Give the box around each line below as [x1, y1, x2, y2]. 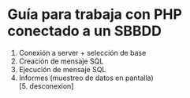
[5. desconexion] [18, 81, 74, 91]
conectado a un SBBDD [7, 22, 162, 40]
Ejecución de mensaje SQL [18, 64, 106, 74]
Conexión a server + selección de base [18, 48, 147, 57]
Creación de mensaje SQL [18, 56, 104, 66]
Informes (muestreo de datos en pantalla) [18, 73, 155, 82]
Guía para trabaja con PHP [7, 5, 183, 24]
